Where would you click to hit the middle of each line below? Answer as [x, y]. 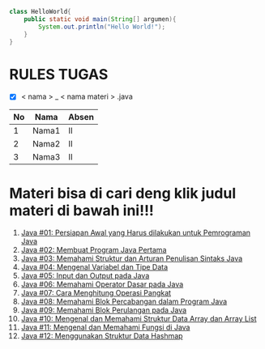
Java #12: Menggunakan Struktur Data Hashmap [102, 336]
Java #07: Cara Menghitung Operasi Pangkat [96, 293]
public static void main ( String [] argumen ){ [100, 19]
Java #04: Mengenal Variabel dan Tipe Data [94, 267]
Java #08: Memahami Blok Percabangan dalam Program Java [124, 302]
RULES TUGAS [59, 74]
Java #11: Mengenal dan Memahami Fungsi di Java [105, 327]
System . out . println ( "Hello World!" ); [102, 27]
